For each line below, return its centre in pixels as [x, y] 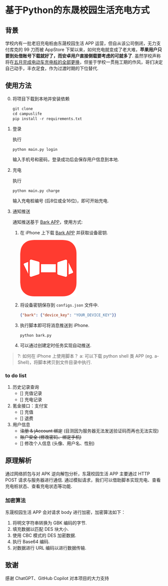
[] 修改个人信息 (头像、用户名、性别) [57, 443]
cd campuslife [27, 114]
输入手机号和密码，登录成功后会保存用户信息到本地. [65, 159]
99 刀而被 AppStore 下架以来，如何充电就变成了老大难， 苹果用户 [90, 50]
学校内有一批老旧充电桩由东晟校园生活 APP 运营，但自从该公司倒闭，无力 [81, 43]
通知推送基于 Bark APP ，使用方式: [47, 222]
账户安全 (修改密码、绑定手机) [50, 437]
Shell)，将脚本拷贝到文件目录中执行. [55, 362]
